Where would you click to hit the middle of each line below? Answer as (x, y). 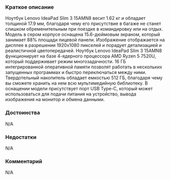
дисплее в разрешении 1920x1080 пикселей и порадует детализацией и (83, 45)
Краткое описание (30, 7)
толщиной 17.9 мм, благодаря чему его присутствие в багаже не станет (83, 23)
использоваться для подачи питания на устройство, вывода (71, 94)
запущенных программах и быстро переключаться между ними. (76, 72)
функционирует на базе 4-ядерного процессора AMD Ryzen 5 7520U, (81, 56)
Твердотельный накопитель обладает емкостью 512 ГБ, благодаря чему (84, 78)
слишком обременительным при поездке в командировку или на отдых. (84, 29)
